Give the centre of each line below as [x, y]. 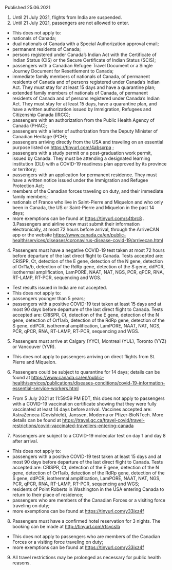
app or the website [32, 235]
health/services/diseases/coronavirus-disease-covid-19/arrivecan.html [88, 240]
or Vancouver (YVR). [34, 347]
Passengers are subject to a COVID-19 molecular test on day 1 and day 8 [89, 436]
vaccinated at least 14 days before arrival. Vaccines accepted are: [82, 409]
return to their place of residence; [48, 495]
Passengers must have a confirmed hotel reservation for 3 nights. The [86, 521]
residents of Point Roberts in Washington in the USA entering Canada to [88, 489]
